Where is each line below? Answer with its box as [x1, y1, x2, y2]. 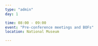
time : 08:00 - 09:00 [5, 20, 47, 25]
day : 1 [5, 12, 18, 16]
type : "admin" [5, 7, 34, 12]
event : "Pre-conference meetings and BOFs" [5, 25, 94, 30]
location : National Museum [5, 30, 59, 34]
